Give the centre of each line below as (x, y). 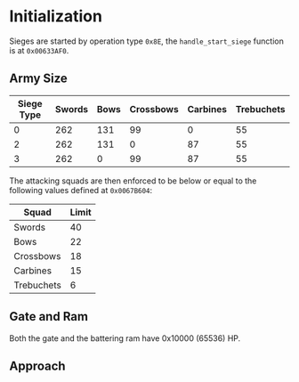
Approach (37, 366)
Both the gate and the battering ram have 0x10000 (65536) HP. (125, 338)
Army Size (39, 79)
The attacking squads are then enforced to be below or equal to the (133, 181)
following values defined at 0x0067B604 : (81, 190)
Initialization (56, 16)
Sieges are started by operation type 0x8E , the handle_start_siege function (147, 41)
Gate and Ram (49, 317)
